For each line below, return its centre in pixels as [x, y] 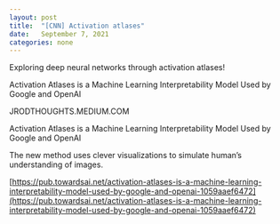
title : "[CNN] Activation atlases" [77, 26]
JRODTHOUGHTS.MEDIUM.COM [69, 111]
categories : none [41, 42]
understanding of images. [56, 164]
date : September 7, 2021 [59, 34]
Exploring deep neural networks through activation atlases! [117, 68]
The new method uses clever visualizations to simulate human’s [126, 156]
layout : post [33, 17]
